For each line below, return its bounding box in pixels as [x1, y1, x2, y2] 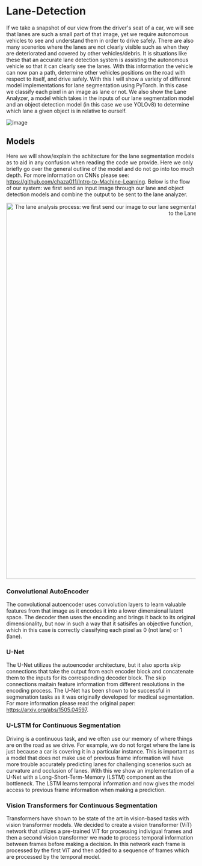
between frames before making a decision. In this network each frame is [6, 840, 186, 847]
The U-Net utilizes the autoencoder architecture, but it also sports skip [6, 661, 182, 669]
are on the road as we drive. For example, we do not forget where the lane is [6, 741, 195, 749]
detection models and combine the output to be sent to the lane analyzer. [6, 191, 188, 198]
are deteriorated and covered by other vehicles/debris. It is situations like [6, 49, 188, 57]
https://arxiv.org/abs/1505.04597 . [6, 706, 89, 714]
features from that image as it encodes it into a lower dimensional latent [6, 607, 183, 614]
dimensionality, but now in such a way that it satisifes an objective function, [6, 620, 194, 627]
